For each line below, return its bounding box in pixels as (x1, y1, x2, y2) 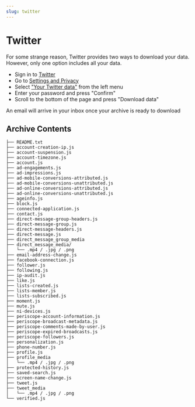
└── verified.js (6, 396, 46, 402)
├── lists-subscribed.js (6, 293, 67, 299)
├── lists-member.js (6, 288, 57, 294)
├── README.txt (6, 139, 43, 145)
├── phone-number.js (6, 344, 57, 350)
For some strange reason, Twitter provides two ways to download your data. (6, 53, 190, 60)
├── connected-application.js (6, 206, 80, 212)
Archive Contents (6, 124, 72, 134)
